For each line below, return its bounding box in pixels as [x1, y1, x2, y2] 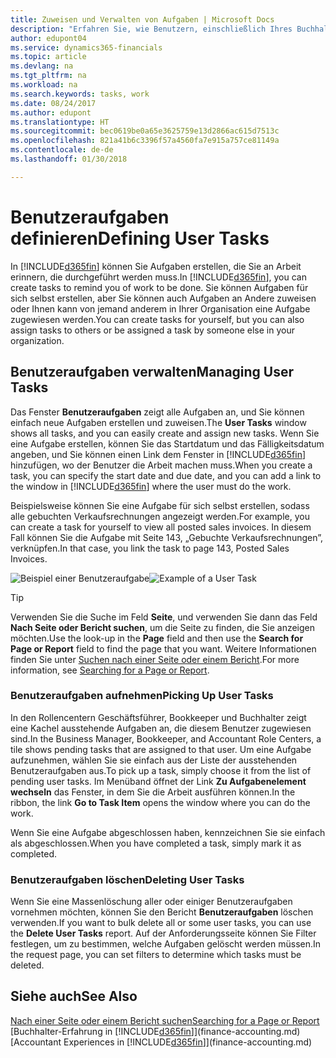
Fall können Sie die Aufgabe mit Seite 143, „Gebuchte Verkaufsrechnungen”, [10, 531, 323, 543]
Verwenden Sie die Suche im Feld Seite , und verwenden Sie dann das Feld [10, 611, 318, 623]
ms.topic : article [10, 52, 87, 62]
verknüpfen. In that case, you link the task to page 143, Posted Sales [10, 542, 290, 554]
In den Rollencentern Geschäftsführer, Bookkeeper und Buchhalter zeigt [10, 711, 307, 723]
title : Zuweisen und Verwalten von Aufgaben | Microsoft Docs [10, 14, 275, 25]
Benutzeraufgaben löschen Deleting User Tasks [10, 872, 245, 886]
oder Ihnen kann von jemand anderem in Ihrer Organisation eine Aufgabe [10, 302, 311, 315]
